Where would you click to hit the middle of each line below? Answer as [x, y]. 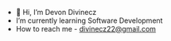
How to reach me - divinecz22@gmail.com [86, 29]
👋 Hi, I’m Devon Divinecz [56, 12]
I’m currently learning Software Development [89, 20]
